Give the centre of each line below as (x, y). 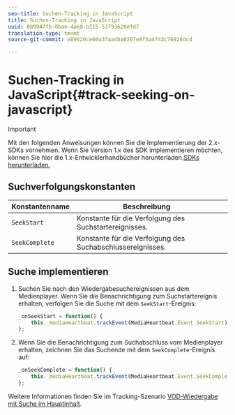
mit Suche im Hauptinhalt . (45, 403)
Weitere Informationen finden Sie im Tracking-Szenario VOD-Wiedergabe (113, 396)
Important (22, 129)
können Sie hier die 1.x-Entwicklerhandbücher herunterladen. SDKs (104, 158)
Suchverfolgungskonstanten (72, 187)
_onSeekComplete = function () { (65, 370)
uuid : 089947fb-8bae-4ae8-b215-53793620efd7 (74, 27)
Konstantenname (41, 206)
